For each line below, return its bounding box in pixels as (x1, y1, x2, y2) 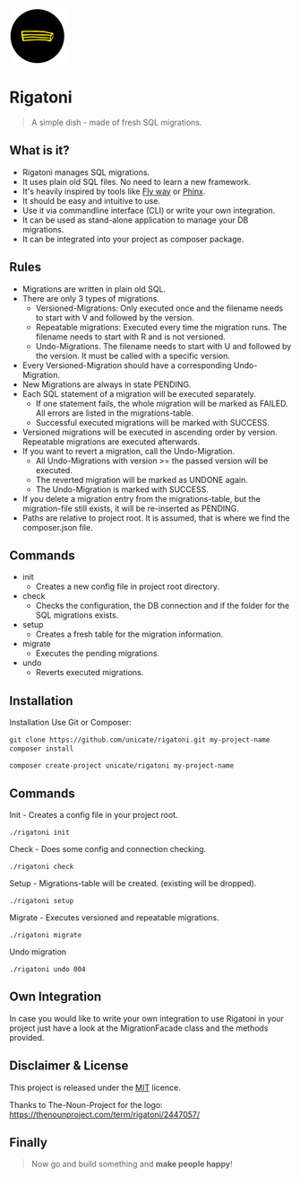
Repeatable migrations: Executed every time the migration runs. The (35, 321, 287, 332)
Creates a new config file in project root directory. (35, 581, 219, 592)
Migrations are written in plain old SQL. (21, 283, 167, 294)
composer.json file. (21, 522, 93, 532)
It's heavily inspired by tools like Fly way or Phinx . (21, 186, 206, 197)
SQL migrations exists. (35, 610, 119, 620)
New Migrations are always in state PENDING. (21, 379, 192, 390)
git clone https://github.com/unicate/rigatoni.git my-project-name (9, 735, 270, 744)
